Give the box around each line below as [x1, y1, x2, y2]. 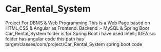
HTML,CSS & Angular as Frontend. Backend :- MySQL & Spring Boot [5, 25, 150, 31]
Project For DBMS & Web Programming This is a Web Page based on [5, 20, 150, 26]
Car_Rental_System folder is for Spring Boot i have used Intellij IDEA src [5, 30, 156, 36]
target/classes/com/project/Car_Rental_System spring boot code [5, 41, 143, 47]
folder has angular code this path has [5, 36, 84, 42]
